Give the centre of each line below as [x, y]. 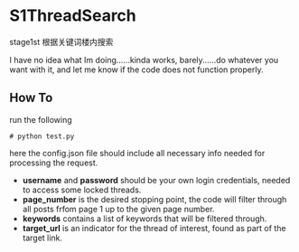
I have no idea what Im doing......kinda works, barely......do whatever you [144, 60]
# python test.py [42, 136]
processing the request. [54, 163]
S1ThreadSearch [73, 16]
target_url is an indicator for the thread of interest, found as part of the [154, 228]
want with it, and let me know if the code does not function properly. [136, 70]
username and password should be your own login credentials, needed [156, 180]
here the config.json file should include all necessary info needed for [137, 153]
